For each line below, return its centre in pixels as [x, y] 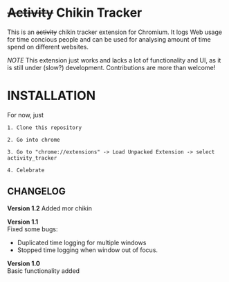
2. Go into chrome [34, 140]
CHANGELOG [36, 191]
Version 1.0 [24, 263]
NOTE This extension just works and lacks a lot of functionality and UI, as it [114, 60]
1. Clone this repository [44, 127]
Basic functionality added [44, 271]
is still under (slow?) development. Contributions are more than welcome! [111, 67]
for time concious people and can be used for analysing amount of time [109, 39]
